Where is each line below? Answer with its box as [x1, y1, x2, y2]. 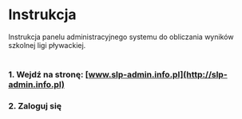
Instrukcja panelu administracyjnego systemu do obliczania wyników [8, 32, 234, 42]
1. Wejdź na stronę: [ [8, 69, 89, 80]
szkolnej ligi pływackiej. [8, 40, 86, 50]
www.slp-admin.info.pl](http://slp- [88, 69, 228, 80]
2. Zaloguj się [8, 100, 62, 111]
